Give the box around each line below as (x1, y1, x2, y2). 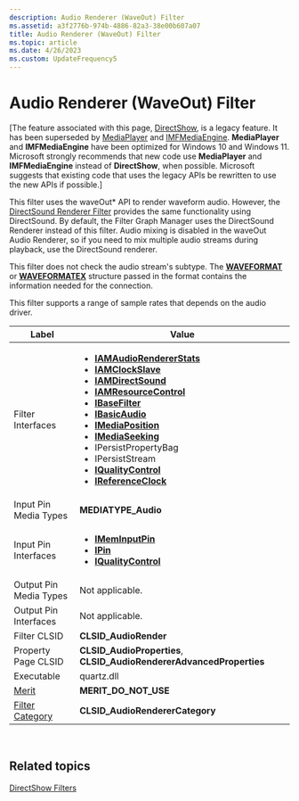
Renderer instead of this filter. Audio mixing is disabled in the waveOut (9, 225, 267, 235)
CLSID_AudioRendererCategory (79, 704, 216, 716)
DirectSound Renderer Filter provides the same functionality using (9, 206, 252, 217)
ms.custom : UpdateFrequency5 (9, 54, 117, 63)
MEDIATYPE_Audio (79, 503, 162, 516)
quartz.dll (79, 670, 119, 682)
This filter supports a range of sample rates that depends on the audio (9, 297, 267, 308)
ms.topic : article (9, 37, 77, 47)
